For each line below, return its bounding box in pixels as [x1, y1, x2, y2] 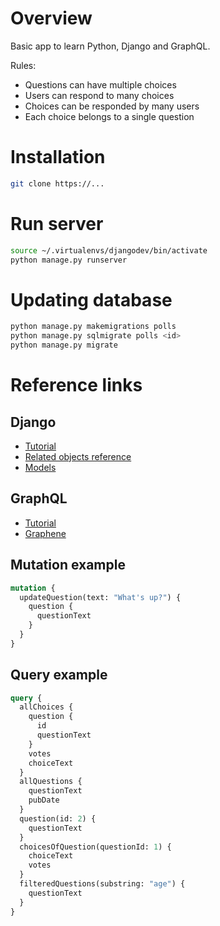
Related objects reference [24, 451, 132, 462]
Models [24, 462, 57, 473]
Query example [10, 667, 108, 684]
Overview [10, 7, 93, 30]
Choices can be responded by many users [24, 100, 200, 112]
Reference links [10, 374, 143, 397]
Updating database [10, 288, 173, 311]
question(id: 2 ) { [19, 813, 97, 824]
